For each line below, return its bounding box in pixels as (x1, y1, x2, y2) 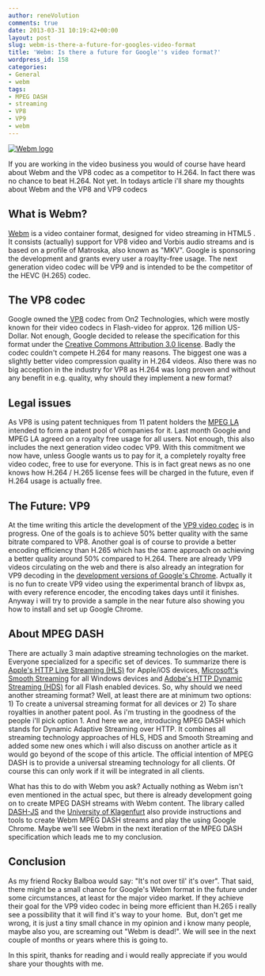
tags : (8, 85, 26, 93)
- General (8, 71, 41, 78)
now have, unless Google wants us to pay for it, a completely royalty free (8, 451, 246, 460)
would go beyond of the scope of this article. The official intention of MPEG (8, 749, 254, 759)
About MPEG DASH (8, 627, 104, 641)
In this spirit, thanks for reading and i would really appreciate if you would (8, 950, 248, 959)
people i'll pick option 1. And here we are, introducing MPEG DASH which (8, 715, 246, 725)
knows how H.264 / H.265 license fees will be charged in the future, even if (8, 468, 255, 478)
